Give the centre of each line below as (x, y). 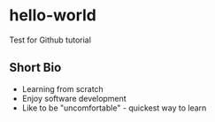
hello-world (53, 15)
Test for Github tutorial (50, 40)
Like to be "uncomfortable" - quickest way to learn (114, 108)
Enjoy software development (74, 98)
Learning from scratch (62, 88)
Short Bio (35, 68)
